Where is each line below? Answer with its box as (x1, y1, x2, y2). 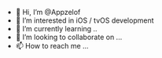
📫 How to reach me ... (15, 42, 89, 50)
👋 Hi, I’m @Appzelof (15, 8, 81, 16)
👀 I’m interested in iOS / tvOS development (15, 16, 155, 25)
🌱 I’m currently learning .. (15, 24, 98, 33)
